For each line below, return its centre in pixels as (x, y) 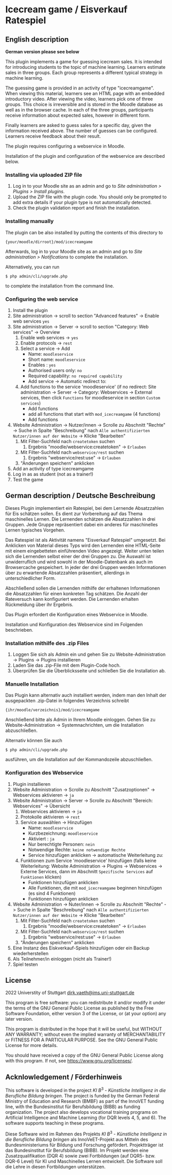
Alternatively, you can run (33, 267)
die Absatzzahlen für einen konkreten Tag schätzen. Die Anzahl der (77, 593)
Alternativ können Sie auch (34, 741)
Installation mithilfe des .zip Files (47, 643)
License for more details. (32, 1045)
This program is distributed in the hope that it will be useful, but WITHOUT (84, 1029)
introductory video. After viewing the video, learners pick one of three (79, 99)
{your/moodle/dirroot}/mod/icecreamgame (49, 242)
